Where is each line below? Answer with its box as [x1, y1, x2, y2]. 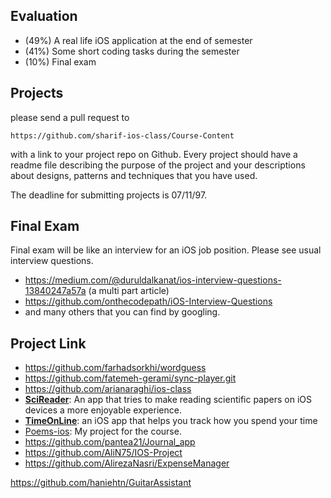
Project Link [10, 335, 87, 352]
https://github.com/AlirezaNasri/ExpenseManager [24, 457, 230, 469]
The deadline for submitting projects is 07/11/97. [10, 189, 208, 201]
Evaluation [10, 8, 78, 25]
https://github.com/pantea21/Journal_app [24, 436, 196, 448]
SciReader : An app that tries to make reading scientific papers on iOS [24, 394, 312, 406]
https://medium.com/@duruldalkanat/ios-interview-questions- [24, 274, 282, 286]
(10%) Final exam [24, 55, 97, 68]
